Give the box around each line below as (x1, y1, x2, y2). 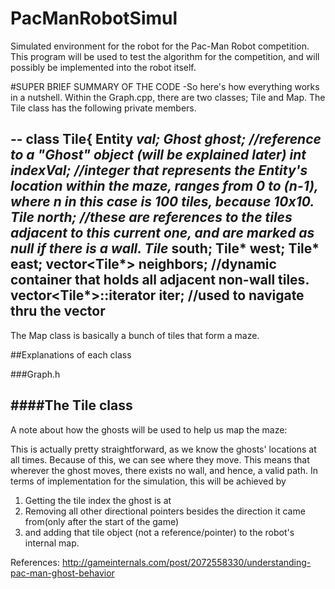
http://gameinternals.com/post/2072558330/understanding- (61, 556, 312, 568)
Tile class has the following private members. (10, 102, 197, 114)
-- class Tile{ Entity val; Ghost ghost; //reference (10, 131, 322, 148)
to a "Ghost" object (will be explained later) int (10, 147, 307, 164)
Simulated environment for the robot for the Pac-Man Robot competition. (10, 40, 310, 52)
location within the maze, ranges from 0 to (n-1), (10, 178, 319, 195)
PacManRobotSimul (10, 7, 178, 30)
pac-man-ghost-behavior (10, 567, 115, 579)
